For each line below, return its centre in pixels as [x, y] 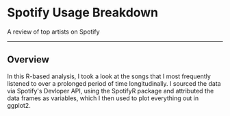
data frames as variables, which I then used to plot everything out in [103, 98]
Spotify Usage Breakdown [83, 13]
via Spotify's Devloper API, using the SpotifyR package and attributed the [111, 91]
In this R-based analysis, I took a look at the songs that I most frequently [109, 76]
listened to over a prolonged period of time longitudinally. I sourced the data [114, 83]
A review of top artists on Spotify [54, 32]
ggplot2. [19, 105]
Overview [28, 60]
